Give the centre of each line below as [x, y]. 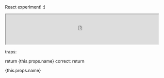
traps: [11, 52]
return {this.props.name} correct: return [45, 61]
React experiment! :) [25, 7]
